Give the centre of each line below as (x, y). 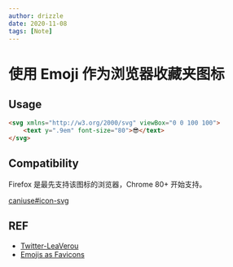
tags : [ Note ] (31, 31)
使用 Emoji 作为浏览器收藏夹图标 (117, 74)
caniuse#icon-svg (39, 200)
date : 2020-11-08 (38, 24)
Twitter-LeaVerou (49, 246)
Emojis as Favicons (53, 254)
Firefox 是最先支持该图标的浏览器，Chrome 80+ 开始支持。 (108, 184)
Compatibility (44, 164)
